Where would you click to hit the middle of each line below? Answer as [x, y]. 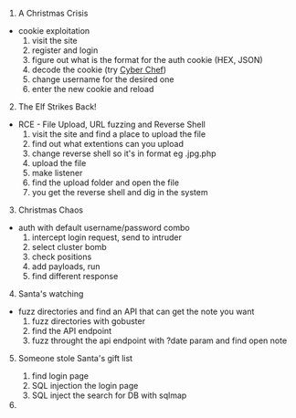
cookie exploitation [54, 31]
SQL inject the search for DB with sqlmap [109, 395]
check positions [62, 256]
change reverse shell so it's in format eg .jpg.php [124, 153]
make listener [57, 173]
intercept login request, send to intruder [107, 237]
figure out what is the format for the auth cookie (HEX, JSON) [147, 60]
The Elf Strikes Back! [58, 107]
